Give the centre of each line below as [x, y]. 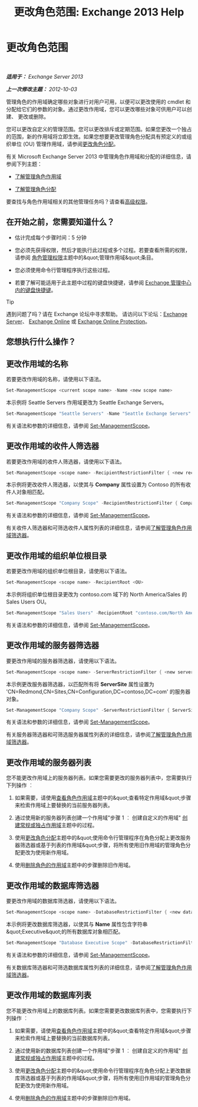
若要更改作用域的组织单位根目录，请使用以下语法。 [68, 571]
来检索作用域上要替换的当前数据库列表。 [64, 1038]
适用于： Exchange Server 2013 [45, 76]
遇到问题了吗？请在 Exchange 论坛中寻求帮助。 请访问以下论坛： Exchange [97, 314]
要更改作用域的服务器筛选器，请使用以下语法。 [63, 661]
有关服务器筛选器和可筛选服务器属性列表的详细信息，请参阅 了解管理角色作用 [99, 735]
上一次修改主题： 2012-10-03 [42, 89]
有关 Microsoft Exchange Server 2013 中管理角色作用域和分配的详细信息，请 [99, 156]
